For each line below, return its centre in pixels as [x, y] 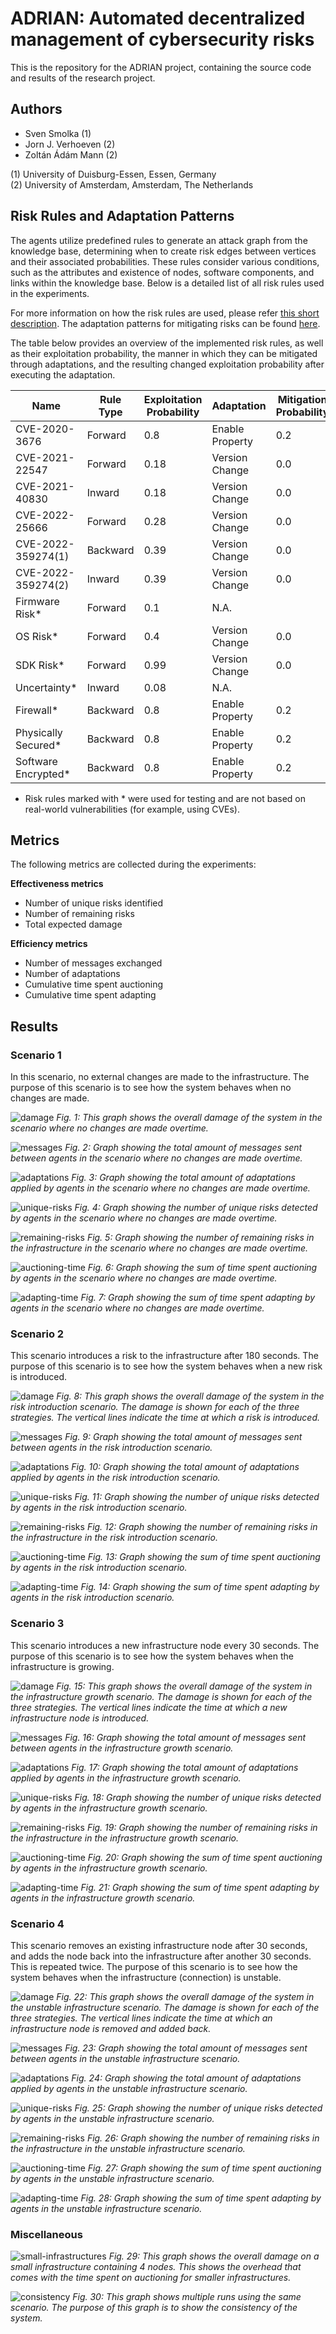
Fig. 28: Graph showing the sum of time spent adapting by [201, 2198]
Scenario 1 [36, 1055]
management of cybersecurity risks [162, 39]
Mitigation [302, 399]
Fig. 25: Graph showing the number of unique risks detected [198, 2108]
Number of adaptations [72, 974]
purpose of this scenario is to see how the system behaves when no [151, 1088]
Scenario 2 [37, 1334]
